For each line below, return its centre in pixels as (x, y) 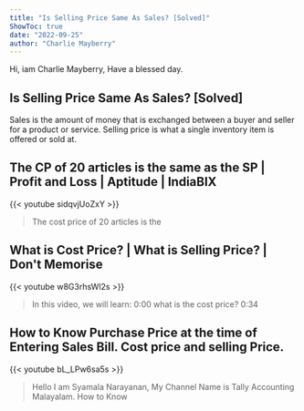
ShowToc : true (37, 26)
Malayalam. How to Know (79, 396)
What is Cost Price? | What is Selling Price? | (138, 250)
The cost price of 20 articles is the (96, 221)
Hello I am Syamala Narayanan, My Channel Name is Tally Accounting (163, 386)
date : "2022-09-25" (47, 35)
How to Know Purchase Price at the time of (133, 333)
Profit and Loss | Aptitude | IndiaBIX (113, 182)
